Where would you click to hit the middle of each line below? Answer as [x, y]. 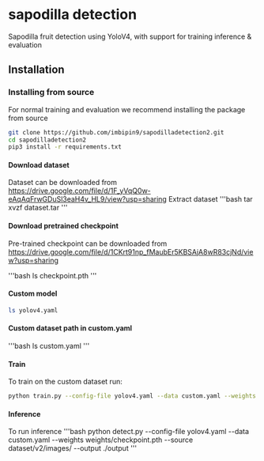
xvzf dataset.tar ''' [38, 208]
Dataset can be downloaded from [62, 183]
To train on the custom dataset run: [65, 382]
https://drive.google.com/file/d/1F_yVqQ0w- [80, 191]
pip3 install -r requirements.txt [65, 147]
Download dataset [39, 164]
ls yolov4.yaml [33, 310]
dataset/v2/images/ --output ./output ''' [72, 448]
